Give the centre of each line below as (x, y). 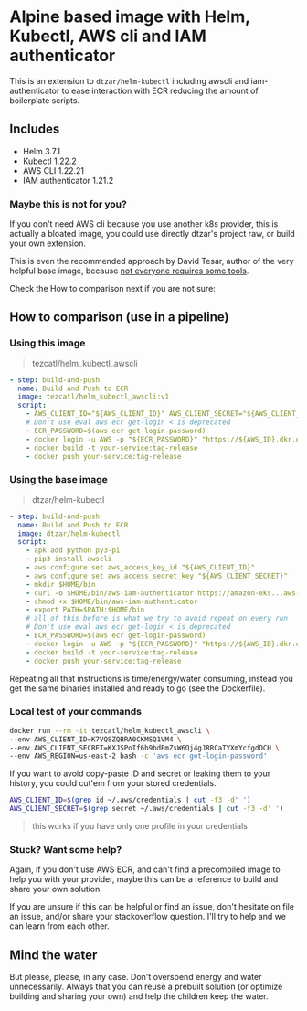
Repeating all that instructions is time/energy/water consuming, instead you (152, 678)
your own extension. (48, 243)
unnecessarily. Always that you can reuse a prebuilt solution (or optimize (146, 987)
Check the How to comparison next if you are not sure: (113, 289)
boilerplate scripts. (45, 100)
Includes (35, 129)
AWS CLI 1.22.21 (53, 170)
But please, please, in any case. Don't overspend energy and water (136, 977)
